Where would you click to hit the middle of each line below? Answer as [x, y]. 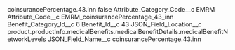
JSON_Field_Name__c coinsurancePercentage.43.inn [125, 39]
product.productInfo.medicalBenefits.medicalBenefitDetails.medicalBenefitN [117, 32]
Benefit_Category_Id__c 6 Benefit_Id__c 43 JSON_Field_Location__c [105, 24]
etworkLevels [27, 39]
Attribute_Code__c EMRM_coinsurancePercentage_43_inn [90, 17]
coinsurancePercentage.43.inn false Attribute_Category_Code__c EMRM [111, 9]
